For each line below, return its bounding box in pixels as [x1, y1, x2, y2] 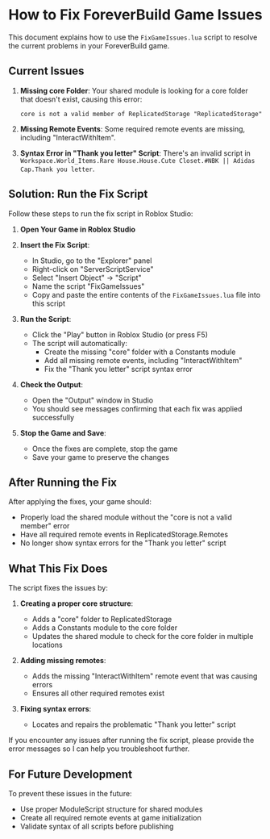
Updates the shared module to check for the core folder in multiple [31, 632, 254, 641]
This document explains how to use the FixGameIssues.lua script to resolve [8, 32, 258, 42]
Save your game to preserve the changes [31, 452, 170, 461]
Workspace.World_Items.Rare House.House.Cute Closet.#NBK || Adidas [19, 157, 255, 165]
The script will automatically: [31, 338, 127, 348]
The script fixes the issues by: [8, 583, 109, 593]
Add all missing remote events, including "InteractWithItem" [44, 355, 243, 365]
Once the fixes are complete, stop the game [31, 444, 178, 453]
